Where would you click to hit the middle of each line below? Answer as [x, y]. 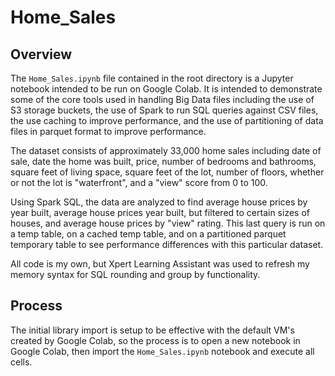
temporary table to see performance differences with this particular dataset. [167, 244]
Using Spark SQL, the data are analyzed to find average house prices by [159, 202]
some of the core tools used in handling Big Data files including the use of [162, 99]
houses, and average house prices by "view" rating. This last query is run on [168, 223]
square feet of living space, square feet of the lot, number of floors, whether [167, 172]
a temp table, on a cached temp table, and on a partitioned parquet [148, 234]
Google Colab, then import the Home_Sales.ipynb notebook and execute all [162, 351]
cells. [21, 362]
